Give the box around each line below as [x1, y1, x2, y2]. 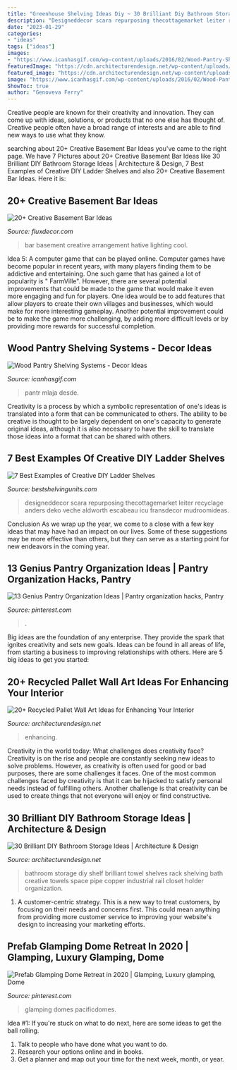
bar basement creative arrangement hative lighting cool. [24, 240, 188, 249]
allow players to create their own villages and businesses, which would [7, 299, 214, 307]
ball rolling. [7, 1026, 39, 1035]
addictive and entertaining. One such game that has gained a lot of [7, 269, 201, 278]
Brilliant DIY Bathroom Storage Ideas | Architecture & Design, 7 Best [7, 159, 204, 168]
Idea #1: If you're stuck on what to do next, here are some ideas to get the [7, 1019, 222, 1027]
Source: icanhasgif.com [7, 374, 77, 383]
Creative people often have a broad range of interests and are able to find [7, 123, 221, 132]
